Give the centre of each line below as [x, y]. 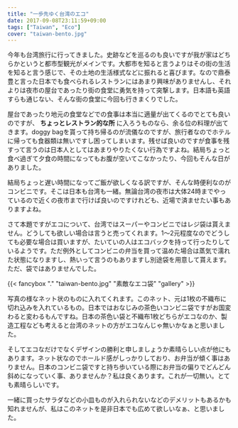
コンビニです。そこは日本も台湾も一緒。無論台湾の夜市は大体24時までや [114, 192]
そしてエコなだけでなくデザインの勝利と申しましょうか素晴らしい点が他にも [119, 349]
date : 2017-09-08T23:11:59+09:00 [57, 21]
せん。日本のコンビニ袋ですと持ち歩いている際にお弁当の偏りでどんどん [125, 367]
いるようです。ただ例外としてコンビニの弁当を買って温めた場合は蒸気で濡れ [119, 251]
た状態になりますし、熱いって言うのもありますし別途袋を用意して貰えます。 [119, 260]
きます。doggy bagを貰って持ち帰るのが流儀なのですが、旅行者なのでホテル [119, 132]
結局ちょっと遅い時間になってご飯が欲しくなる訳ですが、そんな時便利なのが [119, 182]
